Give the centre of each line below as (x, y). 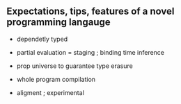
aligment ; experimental (50, 92)
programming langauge (58, 23)
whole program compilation (56, 79)
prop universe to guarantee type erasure (74, 66)
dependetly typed (42, 39)
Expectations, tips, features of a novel (90, 11)
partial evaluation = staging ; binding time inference (90, 52)
